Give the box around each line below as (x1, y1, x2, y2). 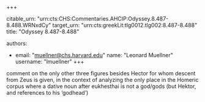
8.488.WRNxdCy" (6, 22, 51, 29)
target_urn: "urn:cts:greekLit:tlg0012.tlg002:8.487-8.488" (52, 22, 198, 29)
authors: (6, 40, 28, 47)
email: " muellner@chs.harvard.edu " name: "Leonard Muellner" (15, 52, 173, 58)
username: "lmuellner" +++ (15, 58, 84, 65)
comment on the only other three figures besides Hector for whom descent (6, 70, 196, 76)
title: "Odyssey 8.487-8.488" (6, 28, 80, 35)
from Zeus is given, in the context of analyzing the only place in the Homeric (6, 76, 199, 83)
